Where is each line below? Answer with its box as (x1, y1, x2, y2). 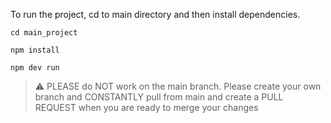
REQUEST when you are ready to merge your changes (34, 102, 259, 113)
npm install (10, 45, 60, 55)
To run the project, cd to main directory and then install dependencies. (10, 9, 301, 20)
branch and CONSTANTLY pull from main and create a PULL (34, 91, 284, 103)
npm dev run (10, 63, 60, 73)
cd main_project (10, 28, 78, 38)
